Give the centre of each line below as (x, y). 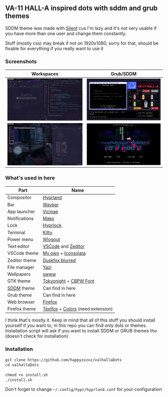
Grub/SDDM (123, 74)
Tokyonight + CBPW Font (68, 281)
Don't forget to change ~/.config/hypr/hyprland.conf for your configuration (83, 389)
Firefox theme (21, 309)
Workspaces (45, 74)
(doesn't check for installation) (37, 336)
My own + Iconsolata (64, 253)
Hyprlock (52, 225)
